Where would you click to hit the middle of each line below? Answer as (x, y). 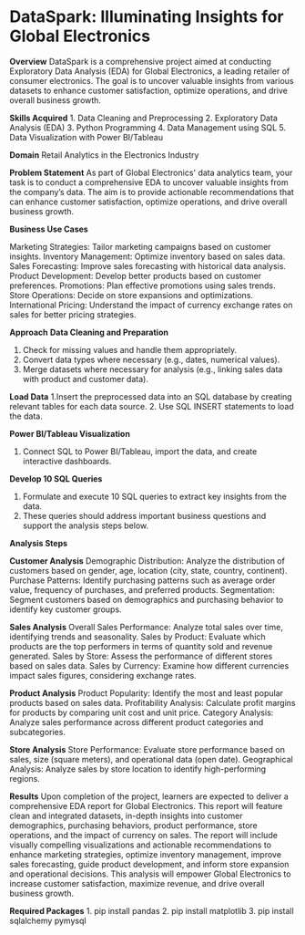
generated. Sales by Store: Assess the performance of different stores (141, 656)
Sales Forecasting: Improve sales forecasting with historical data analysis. (148, 265)
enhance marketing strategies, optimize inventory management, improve (146, 854)
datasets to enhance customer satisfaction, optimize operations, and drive (149, 90)
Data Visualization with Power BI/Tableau (86, 137)
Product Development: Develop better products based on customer (136, 275)
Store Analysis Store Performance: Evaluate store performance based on (147, 749)
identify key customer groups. (66, 609)
